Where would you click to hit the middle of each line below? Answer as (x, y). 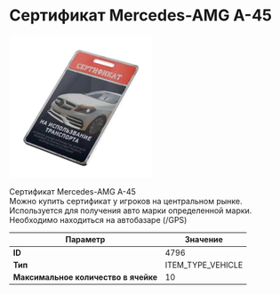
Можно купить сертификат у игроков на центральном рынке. (126, 201)
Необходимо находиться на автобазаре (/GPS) (98, 219)
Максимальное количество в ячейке (85, 277)
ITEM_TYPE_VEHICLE (204, 265)
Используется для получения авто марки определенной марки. (131, 211)
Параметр (85, 240)
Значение (204, 240)
